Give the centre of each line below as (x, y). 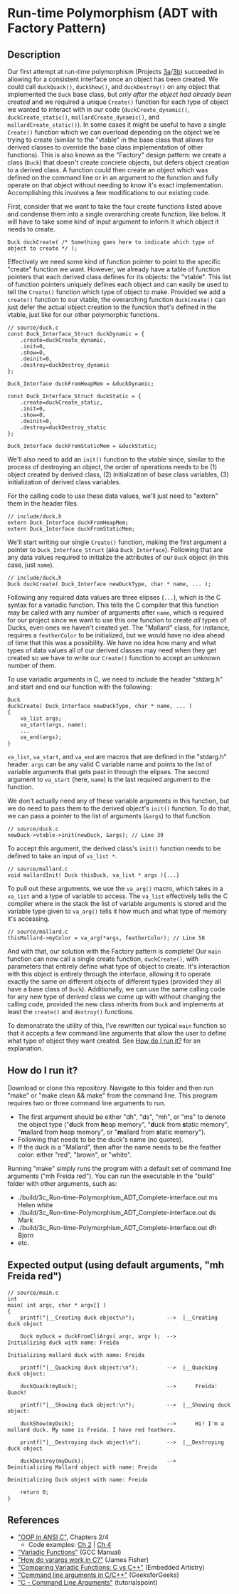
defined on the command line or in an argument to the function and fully (113, 177)
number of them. (32, 665)
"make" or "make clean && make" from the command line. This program (113, 1095)
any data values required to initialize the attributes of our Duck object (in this (118, 557)
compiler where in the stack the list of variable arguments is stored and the (117, 903)
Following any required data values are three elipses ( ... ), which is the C (114, 597)
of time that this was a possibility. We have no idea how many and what (112, 643)
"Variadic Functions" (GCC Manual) (69, 1552)
